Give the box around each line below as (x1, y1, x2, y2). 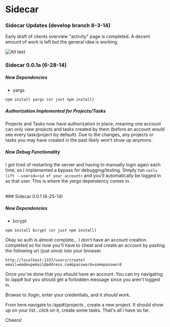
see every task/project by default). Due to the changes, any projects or (5, 132, 154, 138)
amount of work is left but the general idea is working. (5, 39, 119, 45)
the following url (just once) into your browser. (5, 248, 102, 254)
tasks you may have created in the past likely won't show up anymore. (5, 137, 153, 143)
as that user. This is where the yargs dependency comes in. (5, 178, 131, 184)
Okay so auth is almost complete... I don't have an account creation (5, 237, 147, 243)
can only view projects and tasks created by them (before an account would (5, 126, 165, 133)
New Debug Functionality (5, 148, 60, 155)
